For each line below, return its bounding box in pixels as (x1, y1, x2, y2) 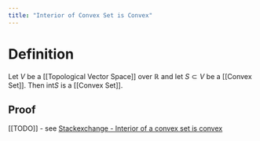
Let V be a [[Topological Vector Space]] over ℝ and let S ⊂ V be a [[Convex (8, 71, 253, 81)
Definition (8, 45, 75, 63)
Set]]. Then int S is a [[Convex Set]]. (8, 80, 123, 90)
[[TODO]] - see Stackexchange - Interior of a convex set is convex (8, 124, 223, 133)
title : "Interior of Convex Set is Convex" (8, 11, 153, 20)
